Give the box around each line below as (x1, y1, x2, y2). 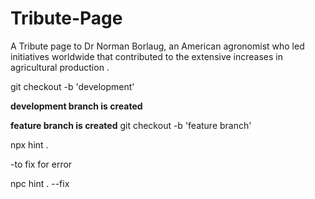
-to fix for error (10, 158, 73, 170)
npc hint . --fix (10, 177, 70, 189)
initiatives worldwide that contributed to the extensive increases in (10, 50, 284, 62)
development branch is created (10, 100, 143, 112)
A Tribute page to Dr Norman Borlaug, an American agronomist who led (10, 40, 305, 52)
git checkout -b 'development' (10, 80, 135, 92)
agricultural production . (10, 61, 110, 73)
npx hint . (10, 138, 49, 151)
